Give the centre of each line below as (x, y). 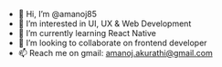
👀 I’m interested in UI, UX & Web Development (105, 24)
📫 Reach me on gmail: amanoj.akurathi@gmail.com (115, 53)
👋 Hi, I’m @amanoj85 (58, 14)
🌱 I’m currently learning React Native (87, 33)
